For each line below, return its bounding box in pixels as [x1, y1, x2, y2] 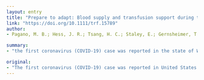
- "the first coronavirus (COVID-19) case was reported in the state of [6, 48, 194, 55]
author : [6, 25, 26, 32]
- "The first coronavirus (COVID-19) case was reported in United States [6, 64, 197, 70]
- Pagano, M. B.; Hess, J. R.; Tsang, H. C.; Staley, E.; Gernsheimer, [6, 32, 191, 38]
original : [6, 59, 32, 65]
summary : [6, 42, 29, 48]
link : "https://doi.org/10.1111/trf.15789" [6, 20, 118, 26]
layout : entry [6, 8, 42, 15]
